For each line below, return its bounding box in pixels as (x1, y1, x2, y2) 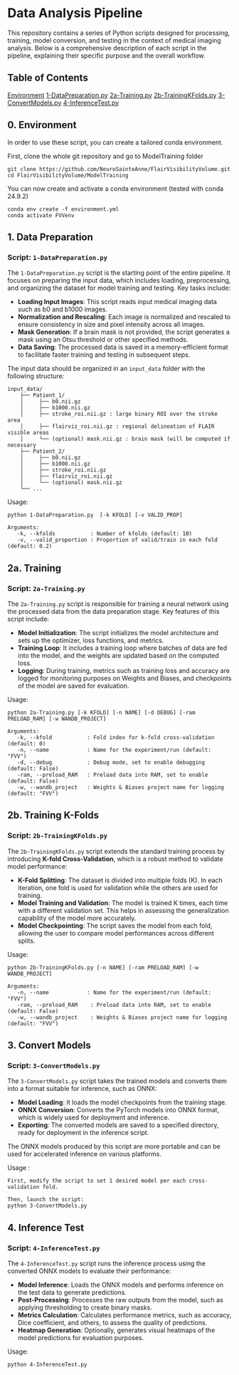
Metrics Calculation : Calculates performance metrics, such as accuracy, (17, 1311, 232, 1319)
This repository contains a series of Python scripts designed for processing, (7, 28, 230, 37)
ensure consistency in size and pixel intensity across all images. (17, 320, 205, 329)
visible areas (7, 429, 50, 436)
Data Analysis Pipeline (7, 5, 144, 21)
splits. (17, 936, 36, 945)
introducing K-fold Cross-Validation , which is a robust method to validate (7, 854, 223, 863)
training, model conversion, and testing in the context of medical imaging (7, 36, 222, 44)
